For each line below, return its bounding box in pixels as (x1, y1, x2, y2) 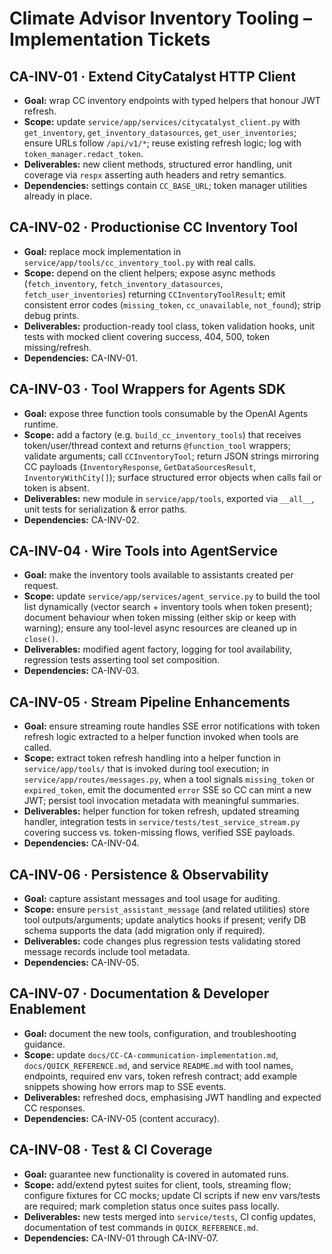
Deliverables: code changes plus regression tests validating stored (23, 935, 301, 947)
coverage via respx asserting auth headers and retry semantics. (23, 169, 287, 181)
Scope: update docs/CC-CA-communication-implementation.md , (23, 1048, 279, 1061)
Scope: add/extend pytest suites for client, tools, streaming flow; (23, 1178, 292, 1191)
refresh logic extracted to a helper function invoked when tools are (23, 731, 299, 743)
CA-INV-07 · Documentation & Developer (9, 985, 270, 1002)
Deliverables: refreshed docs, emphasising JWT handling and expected (23, 1091, 322, 1103)
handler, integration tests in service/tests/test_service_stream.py (23, 816, 301, 828)
